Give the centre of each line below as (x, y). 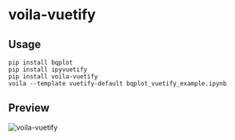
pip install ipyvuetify (48, 70)
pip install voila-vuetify (53, 77)
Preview (29, 108)
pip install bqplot (41, 62)
